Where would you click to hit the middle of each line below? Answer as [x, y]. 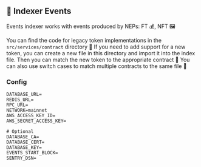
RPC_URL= [17, 105]
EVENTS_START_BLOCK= [32, 153]
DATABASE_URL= [24, 95]
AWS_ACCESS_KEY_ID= [31, 116]
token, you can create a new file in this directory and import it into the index [101, 53]
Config [17, 81]
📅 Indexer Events [39, 11]
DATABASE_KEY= [24, 148]
